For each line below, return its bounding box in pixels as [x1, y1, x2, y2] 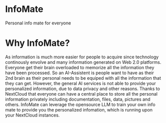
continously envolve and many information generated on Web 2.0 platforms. [5, 59, 162, 65]
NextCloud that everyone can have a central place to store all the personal [5, 91, 158, 97]
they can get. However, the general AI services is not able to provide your [5, 80, 156, 86]
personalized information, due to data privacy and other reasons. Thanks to [5, 86, 161, 92]
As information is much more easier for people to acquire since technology [5, 54, 159, 60]
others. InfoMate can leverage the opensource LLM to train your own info [5, 101, 156, 108]
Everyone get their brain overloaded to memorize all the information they [5, 64, 155, 70]
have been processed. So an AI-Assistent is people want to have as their [5, 70, 155, 76]
